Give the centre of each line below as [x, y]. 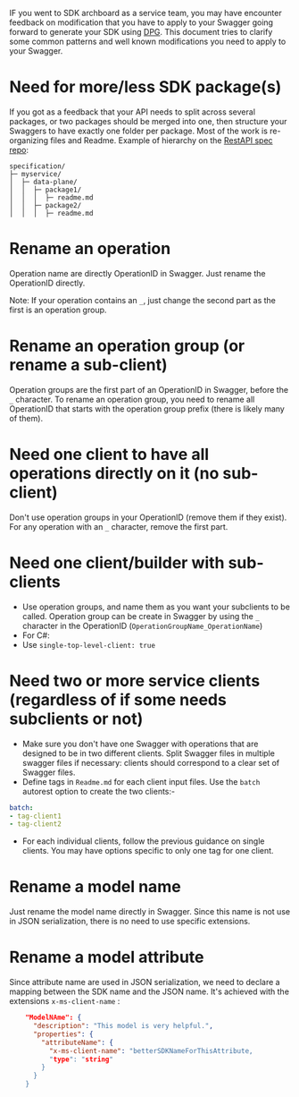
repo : [19, 149]
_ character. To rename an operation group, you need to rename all [132, 399]
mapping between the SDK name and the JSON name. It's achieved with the [149, 991]
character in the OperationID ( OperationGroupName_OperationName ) [142, 625]
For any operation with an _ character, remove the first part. [119, 526]
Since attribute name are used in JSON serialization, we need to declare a [145, 982]
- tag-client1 [36, 816]
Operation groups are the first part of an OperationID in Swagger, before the [149, 389]
